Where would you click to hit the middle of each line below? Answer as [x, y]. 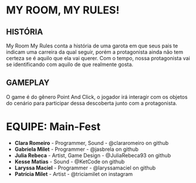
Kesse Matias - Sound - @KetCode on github [70, 161]
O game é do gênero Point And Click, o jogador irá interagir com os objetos [97, 96]
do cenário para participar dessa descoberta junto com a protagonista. [92, 103]
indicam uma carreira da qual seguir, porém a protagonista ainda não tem [95, 52]
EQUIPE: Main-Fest [53, 127]
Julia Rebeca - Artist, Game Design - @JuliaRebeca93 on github [93, 155]
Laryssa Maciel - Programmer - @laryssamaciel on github [85, 168]
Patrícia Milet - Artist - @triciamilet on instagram [74, 174]
